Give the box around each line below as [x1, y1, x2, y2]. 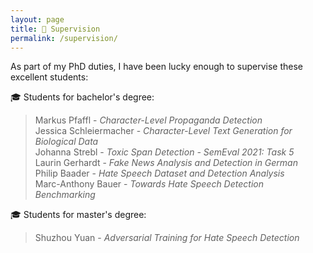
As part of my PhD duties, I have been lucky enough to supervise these [10, 61, 304, 73]
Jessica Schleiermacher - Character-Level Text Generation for [34, 125, 293, 137]
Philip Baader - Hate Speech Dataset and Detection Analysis [34, 167, 285, 180]
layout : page [10, 14, 65, 25]
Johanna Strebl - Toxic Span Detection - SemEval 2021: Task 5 [34, 146, 295, 158]
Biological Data [34, 136, 99, 148]
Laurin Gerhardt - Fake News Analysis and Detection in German [34, 157, 298, 169]
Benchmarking [34, 189, 96, 201]
